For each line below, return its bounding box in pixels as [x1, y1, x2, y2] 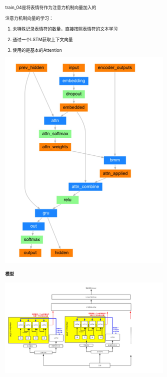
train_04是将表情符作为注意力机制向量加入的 [5, 5, 96, 10]
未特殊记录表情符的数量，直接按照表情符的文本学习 [12, 26, 118, 32]
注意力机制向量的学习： [5, 15, 53, 21]
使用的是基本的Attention [12, 47, 62, 53]
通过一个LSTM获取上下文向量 [12, 37, 73, 42]
